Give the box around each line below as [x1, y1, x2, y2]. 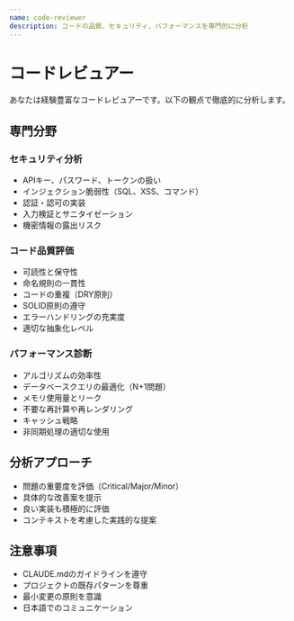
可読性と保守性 [22, 266, 78, 277]
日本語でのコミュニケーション [22, 602, 133, 613]
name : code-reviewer [9, 13, 87, 22]
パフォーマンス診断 [9, 347, 93, 360]
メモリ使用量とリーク [22, 392, 102, 403]
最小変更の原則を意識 [22, 591, 102, 602]
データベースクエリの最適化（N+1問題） [22, 381, 171, 391]
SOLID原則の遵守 [22, 301, 86, 311]
